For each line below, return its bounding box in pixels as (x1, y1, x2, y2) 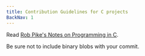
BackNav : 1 (6, 14, 34, 20)
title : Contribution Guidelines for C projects (6, 8, 129, 15)
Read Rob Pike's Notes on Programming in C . (6, 31, 119, 38)
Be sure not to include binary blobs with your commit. (6, 43, 140, 50)
